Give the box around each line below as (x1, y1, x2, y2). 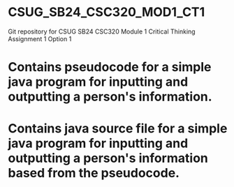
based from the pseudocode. (8, 165, 180, 181)
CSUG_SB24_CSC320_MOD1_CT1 (8, 4, 205, 20)
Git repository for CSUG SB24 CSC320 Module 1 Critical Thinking (8, 27, 196, 36)
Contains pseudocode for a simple (8, 59, 212, 75)
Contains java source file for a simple (8, 121, 228, 137)
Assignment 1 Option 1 (8, 34, 72, 43)
